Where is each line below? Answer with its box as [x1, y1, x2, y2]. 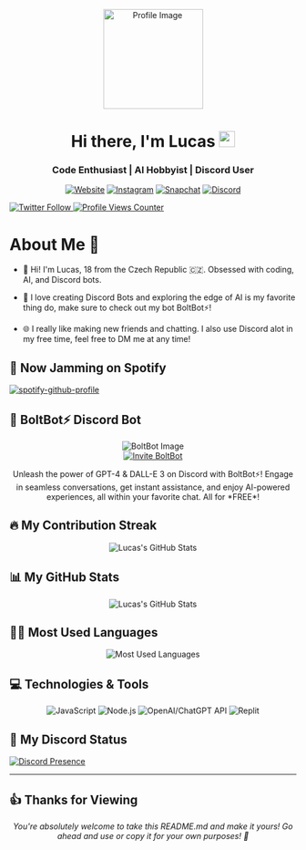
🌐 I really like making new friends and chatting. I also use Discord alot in [22, 324, 293, 335]
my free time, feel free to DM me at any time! [22, 334, 191, 345]
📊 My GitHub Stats [9, 570, 120, 586]
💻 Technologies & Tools [9, 676, 149, 692]
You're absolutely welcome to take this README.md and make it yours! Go [13, 821, 293, 832]
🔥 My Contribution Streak [9, 518, 158, 534]
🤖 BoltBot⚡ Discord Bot [9, 411, 141, 428]
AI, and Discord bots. [22, 275, 102, 285]
